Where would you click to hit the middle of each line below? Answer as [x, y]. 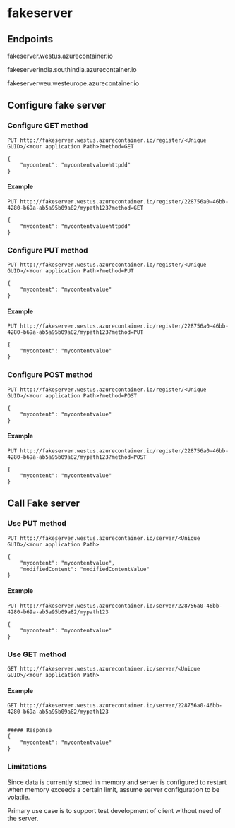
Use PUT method [37, 524]
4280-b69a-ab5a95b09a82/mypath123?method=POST [77, 457]
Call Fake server [43, 504]
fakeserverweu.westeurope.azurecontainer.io [73, 83]
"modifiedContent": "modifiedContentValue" [85, 569]
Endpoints [30, 39]
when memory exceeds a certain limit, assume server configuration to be [114, 789]
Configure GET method [48, 126]
